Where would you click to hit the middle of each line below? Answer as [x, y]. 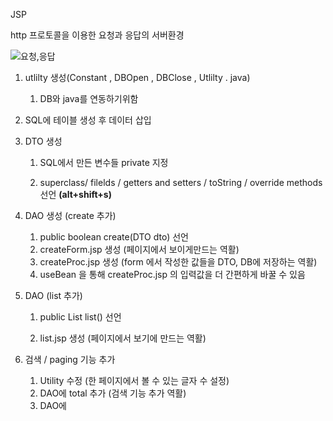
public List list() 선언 [80, 317]
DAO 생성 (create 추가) [70, 215]
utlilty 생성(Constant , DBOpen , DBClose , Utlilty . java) [137, 77]
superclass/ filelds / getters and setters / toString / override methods [181, 182]
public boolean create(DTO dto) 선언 [114, 237]
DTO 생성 [43, 141]
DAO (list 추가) [53, 295]
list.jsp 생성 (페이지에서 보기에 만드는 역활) [123, 338]
